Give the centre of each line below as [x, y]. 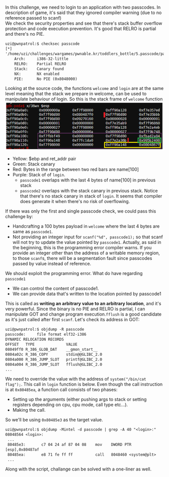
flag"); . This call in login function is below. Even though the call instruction [84, 385]
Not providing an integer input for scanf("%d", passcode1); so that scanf [88, 237]
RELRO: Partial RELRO [40, 64]
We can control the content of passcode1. [56, 289]
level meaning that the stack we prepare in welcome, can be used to [76, 93]
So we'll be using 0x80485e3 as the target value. [54, 420]
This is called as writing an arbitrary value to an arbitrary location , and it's [83, 304]
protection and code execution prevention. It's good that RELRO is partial [81, 29]
